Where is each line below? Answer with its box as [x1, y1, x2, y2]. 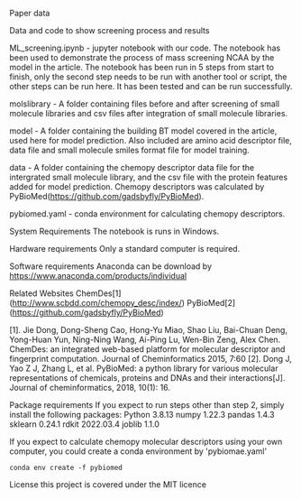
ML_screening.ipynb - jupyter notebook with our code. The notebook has [9, 42, 281, 53]
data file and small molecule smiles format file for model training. [9, 144, 250, 155]
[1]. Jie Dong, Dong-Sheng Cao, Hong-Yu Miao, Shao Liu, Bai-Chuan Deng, [9, 325, 288, 335]
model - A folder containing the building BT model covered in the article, [9, 125, 278, 136]
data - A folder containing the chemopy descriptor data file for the [9, 162, 255, 172]
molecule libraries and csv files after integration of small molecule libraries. [9, 108, 288, 118]
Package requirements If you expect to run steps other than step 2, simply [9, 400, 285, 410]
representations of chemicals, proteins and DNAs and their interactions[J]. [9, 373, 286, 383]
